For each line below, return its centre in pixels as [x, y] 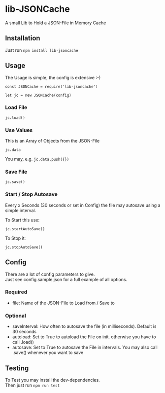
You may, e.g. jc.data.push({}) [37, 159]
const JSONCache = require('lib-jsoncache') [51, 87]
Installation [23, 38]
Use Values [19, 130]
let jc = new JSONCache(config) [38, 95]
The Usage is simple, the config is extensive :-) [53, 77]
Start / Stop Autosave [32, 194]
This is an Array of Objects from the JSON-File [52, 141]
